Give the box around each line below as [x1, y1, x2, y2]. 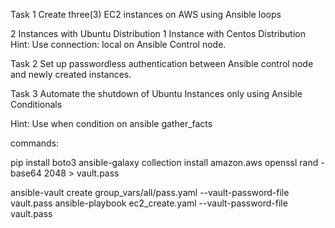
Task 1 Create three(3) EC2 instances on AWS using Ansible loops [10, 9, 282, 20]
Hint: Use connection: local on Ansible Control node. [10, 39, 227, 50]
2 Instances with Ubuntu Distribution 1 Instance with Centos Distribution [10, 28, 306, 39]
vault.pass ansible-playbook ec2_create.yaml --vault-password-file [10, 197, 288, 209]
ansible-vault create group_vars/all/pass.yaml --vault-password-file [10, 187, 290, 198]
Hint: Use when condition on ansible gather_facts [10, 118, 213, 129]
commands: [10, 137, 60, 149]
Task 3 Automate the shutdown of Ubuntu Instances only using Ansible [10, 88, 303, 99]
